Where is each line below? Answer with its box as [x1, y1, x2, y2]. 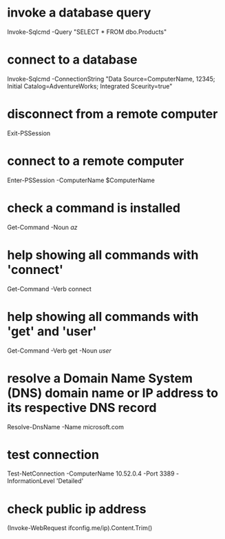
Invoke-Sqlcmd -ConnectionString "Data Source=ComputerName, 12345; [7, 75, 215, 83]
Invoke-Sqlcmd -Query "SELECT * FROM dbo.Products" [7, 28, 167, 36]
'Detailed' [56, 477, 84, 485]
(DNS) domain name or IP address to [7, 385, 219, 401]
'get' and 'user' [7, 323, 97, 339]
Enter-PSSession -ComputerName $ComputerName [7, 176, 155, 184]
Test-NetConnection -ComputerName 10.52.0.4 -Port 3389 [7, 469, 175, 478]
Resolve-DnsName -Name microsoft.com [7, 422, 124, 431]
